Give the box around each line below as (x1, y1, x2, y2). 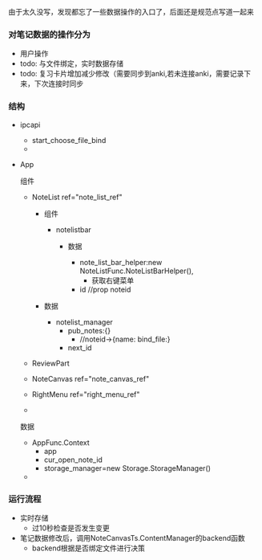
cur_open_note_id (43, 455, 103, 464)
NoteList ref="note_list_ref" (31, 192, 123, 202)
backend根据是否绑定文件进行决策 (31, 543, 146, 553)
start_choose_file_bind (31, 135, 107, 145)
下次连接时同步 (34, 79, 84, 88)
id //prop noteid (79, 284, 131, 294)
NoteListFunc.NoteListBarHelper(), (79, 266, 194, 276)
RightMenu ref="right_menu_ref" (31, 389, 140, 399)
